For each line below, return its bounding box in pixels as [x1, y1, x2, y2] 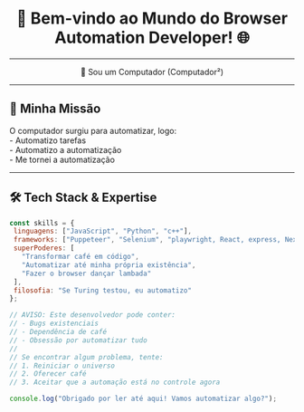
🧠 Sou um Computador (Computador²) [80, 66, 224, 77]
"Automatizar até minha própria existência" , [21, 260, 196, 270]
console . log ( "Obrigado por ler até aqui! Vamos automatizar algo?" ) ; [9, 394, 278, 404]
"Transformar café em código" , [21, 253, 140, 262]
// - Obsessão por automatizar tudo [9, 335, 147, 345]
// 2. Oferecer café [9, 369, 88, 378]
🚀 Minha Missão [9, 101, 101, 117]
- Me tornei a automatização [9, 154, 116, 165]
